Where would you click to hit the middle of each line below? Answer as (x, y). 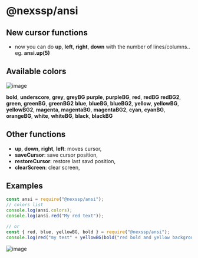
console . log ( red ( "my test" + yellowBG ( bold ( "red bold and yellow (88, 237)
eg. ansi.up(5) (32, 53)
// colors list (25, 205)
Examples (24, 186)
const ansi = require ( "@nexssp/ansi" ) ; (55, 199)
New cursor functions (47, 33)
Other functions (36, 135)
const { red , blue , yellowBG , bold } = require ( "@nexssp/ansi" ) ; (88, 232)
